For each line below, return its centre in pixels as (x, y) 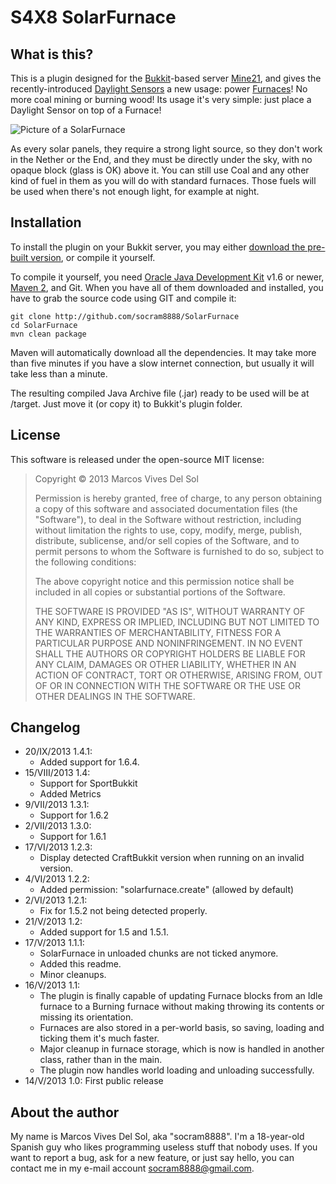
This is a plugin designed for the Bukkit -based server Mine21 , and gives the (166, 78)
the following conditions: (85, 562)
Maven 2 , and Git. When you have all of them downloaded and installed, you (167, 287)
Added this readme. (80, 964)
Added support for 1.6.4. (89, 762)
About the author (65, 1112)
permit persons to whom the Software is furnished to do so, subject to (179, 551)
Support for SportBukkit (88, 783)
